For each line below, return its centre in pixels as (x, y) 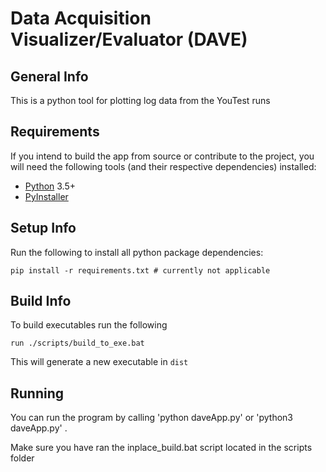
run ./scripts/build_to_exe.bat (77, 343)
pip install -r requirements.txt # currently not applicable (140, 270)
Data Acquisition (81, 18)
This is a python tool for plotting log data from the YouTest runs (140, 100)
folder (22, 458)
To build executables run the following (89, 325)
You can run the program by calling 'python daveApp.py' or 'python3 (151, 418)
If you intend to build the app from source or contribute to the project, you (162, 156)
